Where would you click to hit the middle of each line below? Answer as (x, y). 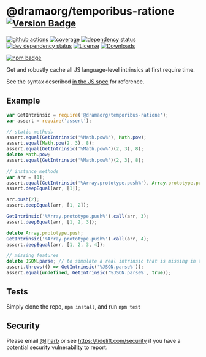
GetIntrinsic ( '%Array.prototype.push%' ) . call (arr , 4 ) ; (78, 239)
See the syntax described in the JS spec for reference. (75, 82)
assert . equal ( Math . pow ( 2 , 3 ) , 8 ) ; (51, 143)
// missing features (33, 256)
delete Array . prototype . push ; (45, 233)
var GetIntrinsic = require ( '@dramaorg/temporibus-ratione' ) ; (87, 115)
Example (23, 101)
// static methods (30, 132)
